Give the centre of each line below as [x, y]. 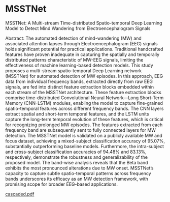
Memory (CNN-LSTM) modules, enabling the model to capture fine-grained [84, 103]
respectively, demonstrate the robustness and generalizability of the [77, 157]
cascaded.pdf [20, 194]
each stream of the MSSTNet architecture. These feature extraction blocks [83, 92]
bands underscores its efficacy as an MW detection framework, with [77, 179]
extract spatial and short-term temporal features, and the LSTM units [77, 114]
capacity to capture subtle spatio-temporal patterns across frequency [78, 173]
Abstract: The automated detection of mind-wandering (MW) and [74, 38]
